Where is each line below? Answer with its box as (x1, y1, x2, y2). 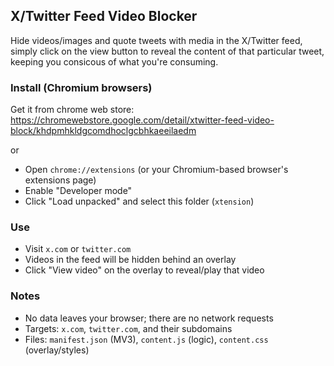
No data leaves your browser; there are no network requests (24, 312, 274, 324)
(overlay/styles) (24, 344, 90, 356)
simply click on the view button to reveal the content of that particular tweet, (10, 45, 325, 57)
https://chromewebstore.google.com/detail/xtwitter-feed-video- (10, 114, 275, 126)
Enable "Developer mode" (24, 185, 133, 197)
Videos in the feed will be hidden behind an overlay (24, 254, 237, 266)
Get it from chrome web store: (10, 104, 135, 116)
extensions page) (24, 174, 97, 186)
